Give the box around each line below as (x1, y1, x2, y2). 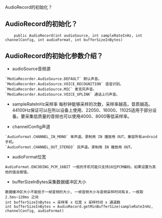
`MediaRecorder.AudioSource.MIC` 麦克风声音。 (5, 87, 97, 92)
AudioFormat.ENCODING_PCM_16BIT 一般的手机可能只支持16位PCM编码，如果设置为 (5, 164, 152, 169)
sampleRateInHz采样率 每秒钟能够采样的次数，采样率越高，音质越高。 (12, 101, 153, 107)
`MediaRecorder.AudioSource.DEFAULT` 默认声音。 (5, 76, 102, 81)
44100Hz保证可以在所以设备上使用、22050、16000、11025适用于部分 (12, 107, 153, 113)
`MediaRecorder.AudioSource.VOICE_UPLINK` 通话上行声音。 (5, 92, 120, 97)
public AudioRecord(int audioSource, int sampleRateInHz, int (14, 33, 143, 38)
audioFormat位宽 (12, 154, 46, 159)
